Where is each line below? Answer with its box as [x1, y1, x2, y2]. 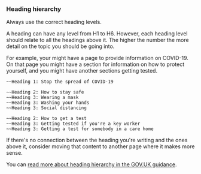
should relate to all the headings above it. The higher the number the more [6, 37, 190, 44]
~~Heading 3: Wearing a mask [6, 95, 79, 101]
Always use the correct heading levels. [6, 19, 102, 26]
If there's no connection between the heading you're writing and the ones [6, 137, 188, 144]
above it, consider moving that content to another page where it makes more [6, 143, 195, 150]
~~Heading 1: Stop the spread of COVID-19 [6, 79, 114, 85]
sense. [6, 149, 23, 157]
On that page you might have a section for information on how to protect [6, 61, 184, 68]
